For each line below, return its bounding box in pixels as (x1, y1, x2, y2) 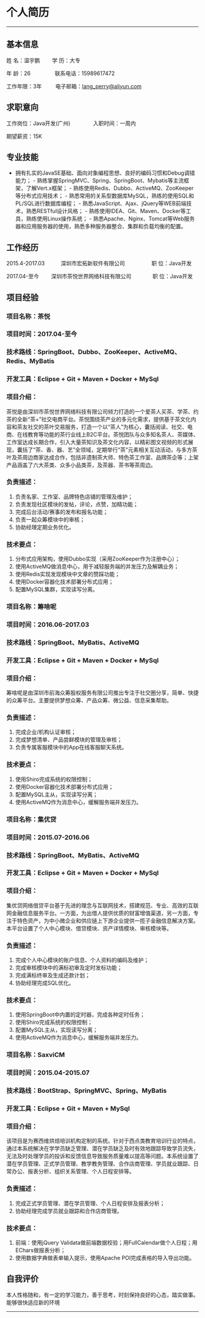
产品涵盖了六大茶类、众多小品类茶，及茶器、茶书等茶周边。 (6, 461, 156, 469)
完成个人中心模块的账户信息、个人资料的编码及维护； (15, 956, 149, 964)
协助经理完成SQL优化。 (15, 979, 74, 987)
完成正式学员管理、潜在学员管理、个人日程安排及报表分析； (15, 1200, 165, 1207)
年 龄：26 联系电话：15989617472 (6, 70, 115, 77)
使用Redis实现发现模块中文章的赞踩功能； (15, 571, 121, 578)
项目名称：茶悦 (6, 312, 51, 320)
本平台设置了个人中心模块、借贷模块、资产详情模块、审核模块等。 (6, 924, 172, 932)
